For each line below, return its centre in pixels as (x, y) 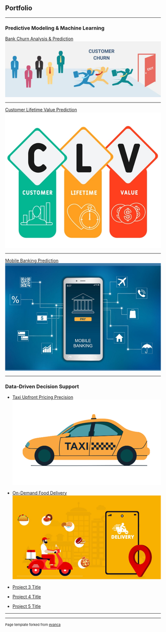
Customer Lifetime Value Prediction (41, 110)
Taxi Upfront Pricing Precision (42, 397)
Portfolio (19, 8)
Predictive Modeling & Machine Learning (55, 28)
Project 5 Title (26, 606)
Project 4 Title (26, 596)
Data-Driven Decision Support (42, 387)
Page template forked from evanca (33, 625)
